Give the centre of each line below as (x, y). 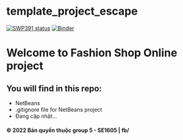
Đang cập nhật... (36, 116)
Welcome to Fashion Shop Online (92, 53)
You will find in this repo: (54, 88)
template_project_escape (72, 11)
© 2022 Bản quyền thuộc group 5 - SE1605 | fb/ (68, 130)
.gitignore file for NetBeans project (59, 109)
